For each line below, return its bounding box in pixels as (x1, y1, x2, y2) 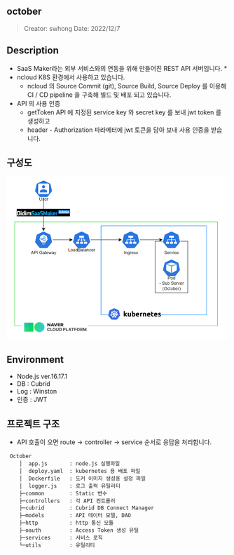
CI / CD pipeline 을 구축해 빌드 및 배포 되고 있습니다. (27, 91, 172, 99)
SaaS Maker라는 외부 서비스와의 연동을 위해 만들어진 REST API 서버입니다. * (16, 64, 228, 72)
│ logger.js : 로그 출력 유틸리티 (19, 483, 121, 490)
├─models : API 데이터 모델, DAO (19, 512, 131, 519)
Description (6, 45, 59, 57)
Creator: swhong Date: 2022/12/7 (23, 24, 121, 32)
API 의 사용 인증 (16, 99, 61, 107)
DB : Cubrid (16, 380, 50, 388)
